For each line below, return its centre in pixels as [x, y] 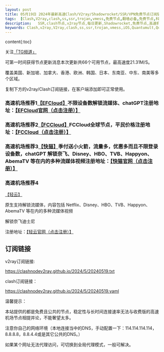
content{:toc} [18, 42]
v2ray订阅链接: [20, 261]
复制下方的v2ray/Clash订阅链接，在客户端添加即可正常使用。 [66, 89]
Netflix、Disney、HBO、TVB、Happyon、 [108, 205]
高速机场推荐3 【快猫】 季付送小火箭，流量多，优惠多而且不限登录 [82, 146]
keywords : [15, 28]
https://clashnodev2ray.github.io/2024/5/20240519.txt [60, 271]
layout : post [18, 10]
